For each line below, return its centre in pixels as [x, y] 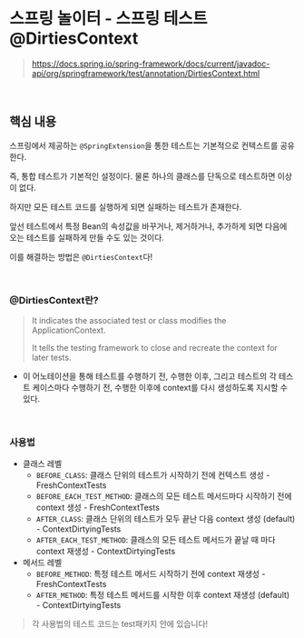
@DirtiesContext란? [54, 300]
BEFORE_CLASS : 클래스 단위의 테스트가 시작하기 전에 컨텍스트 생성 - [153, 475]
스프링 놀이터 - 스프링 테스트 [108, 19]
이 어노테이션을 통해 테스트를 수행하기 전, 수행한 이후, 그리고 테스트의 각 [149, 376]
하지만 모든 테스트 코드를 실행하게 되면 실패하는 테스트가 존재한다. [126, 206]
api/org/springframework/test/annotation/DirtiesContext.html [146, 73]
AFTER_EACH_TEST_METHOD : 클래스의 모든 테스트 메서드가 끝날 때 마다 [156, 540]
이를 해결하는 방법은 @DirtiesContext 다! [81, 256]
